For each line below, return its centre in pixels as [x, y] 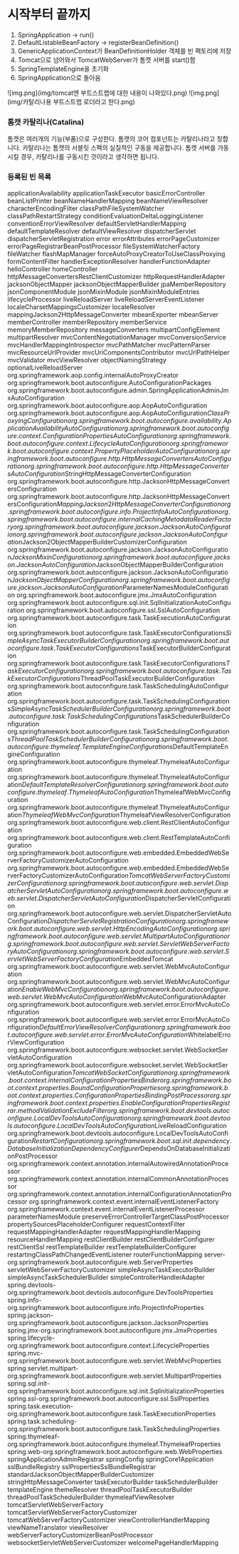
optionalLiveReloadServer [45, 367]
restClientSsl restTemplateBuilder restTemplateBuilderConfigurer [102, 1246]
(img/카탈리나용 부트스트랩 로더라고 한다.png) [71, 101]
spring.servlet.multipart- [43, 1368]
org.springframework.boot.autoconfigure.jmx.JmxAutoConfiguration [117, 595]
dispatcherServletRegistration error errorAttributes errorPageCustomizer [114, 238]
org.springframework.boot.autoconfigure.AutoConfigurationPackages [110, 382]
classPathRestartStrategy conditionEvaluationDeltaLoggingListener [106, 215]
